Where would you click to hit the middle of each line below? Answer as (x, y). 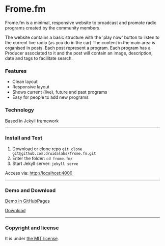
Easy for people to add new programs (50, 97)
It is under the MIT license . (32, 239)
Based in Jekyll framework (32, 121)
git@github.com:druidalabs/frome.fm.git (54, 153)
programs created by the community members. (53, 27)
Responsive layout (31, 87)
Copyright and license (32, 228)
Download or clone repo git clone (47, 149)
